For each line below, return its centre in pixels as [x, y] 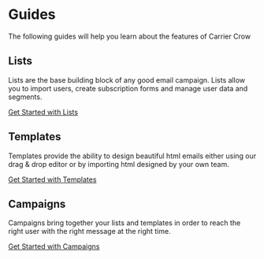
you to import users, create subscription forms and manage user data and [128, 88]
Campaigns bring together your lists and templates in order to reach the [125, 223]
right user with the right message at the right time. [89, 231]
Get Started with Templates [52, 179]
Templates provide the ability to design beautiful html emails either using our [132, 156]
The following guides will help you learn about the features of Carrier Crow [129, 36]
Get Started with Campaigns [54, 246]
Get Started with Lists [43, 112]
